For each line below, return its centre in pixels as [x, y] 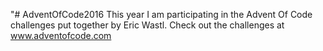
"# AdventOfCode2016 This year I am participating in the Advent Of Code [161, 14]
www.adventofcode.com [61, 35]
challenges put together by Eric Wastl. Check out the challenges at [147, 25]
